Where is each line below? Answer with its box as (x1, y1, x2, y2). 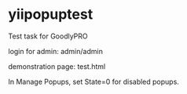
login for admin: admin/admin (8, 46, 104, 56)
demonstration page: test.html (8, 61, 106, 71)
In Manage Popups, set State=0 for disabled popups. (8, 77, 179, 86)
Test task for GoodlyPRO (8, 31, 88, 41)
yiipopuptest (8, 5, 93, 23)
